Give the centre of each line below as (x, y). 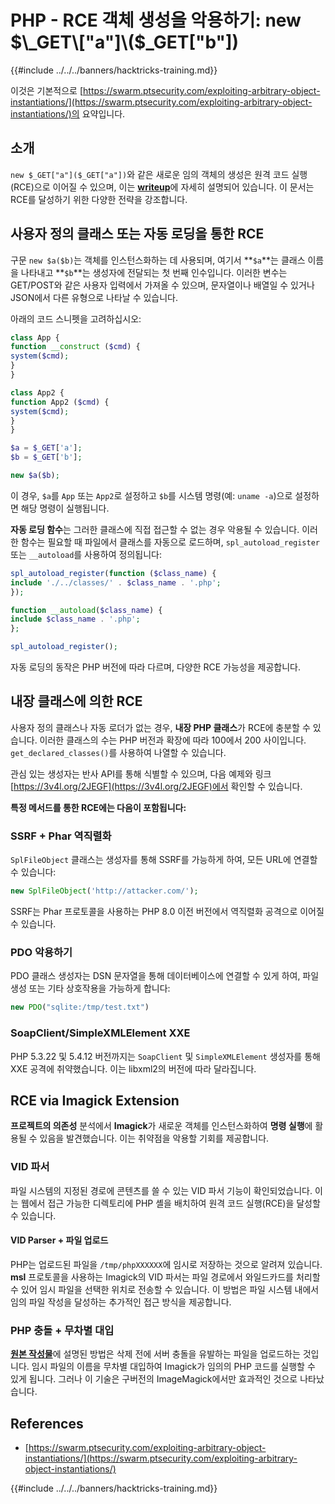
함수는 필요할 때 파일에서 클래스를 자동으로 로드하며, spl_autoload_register (170, 542)
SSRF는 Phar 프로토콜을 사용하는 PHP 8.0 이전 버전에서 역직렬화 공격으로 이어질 (167, 912)
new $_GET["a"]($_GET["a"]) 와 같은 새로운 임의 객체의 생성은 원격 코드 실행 (159, 174)
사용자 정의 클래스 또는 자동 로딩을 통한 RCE (137, 234)
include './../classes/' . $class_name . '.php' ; (116, 582)
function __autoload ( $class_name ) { (86, 610)
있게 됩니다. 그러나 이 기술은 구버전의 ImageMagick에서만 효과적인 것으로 (154, 1379)
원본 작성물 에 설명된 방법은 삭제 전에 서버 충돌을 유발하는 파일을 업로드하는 (155, 1354)
